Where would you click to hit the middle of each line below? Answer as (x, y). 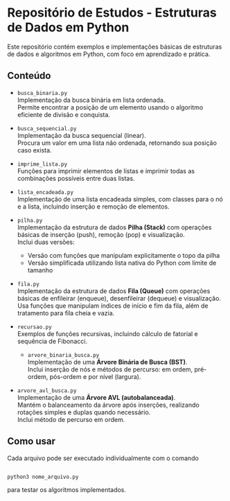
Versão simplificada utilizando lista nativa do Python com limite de (122, 263)
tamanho (40, 270)
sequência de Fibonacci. (52, 341)
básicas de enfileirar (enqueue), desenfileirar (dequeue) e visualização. (119, 298)
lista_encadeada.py (45, 192)
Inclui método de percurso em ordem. (71, 419)
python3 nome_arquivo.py (43, 477)
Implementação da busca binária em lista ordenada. (91, 100)
